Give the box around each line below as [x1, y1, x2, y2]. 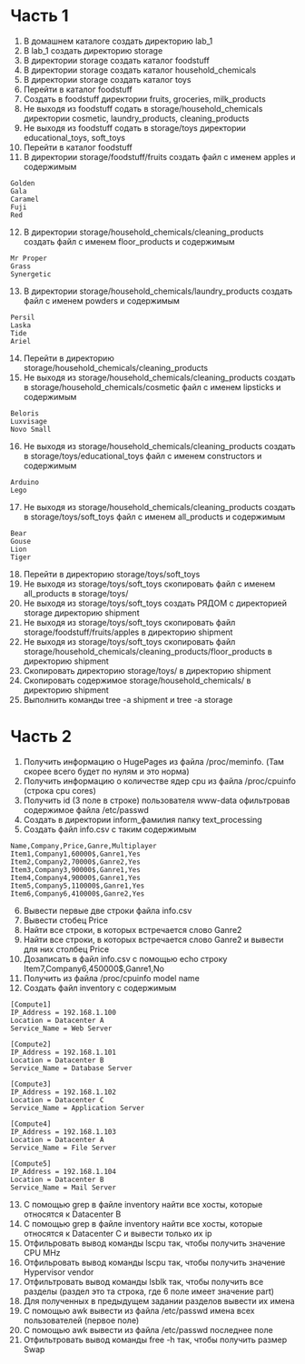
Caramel [10, 195, 40, 204]
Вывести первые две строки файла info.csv [23, 905, 192, 916]
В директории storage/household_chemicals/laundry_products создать [23, 286, 293, 296]
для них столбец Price [23, 943, 110, 955]
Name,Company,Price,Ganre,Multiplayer [10, 841, 157, 850]
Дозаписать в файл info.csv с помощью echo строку [23, 953, 228, 964]
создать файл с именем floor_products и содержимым [23, 236, 235, 246]
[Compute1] [10, 999, 52, 1009]
